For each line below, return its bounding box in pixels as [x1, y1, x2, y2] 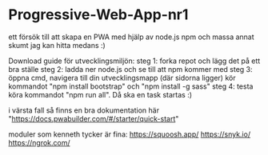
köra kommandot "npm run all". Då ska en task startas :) [8, 89, 193, 99]
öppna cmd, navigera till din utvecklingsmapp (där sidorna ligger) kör [8, 73, 236, 82]
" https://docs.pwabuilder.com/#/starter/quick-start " [8, 113, 179, 123]
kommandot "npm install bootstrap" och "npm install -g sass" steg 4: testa [8, 81, 254, 91]
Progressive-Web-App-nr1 [8, 6, 189, 24]
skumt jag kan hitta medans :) [8, 40, 106, 50]
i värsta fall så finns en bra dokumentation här [8, 105, 160, 115]
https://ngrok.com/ [8, 137, 70, 147]
